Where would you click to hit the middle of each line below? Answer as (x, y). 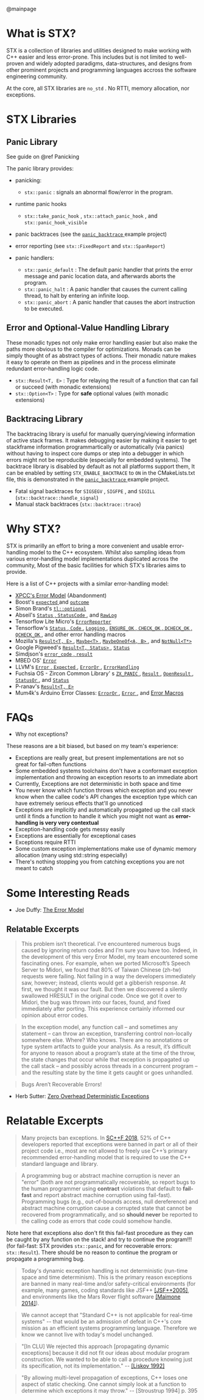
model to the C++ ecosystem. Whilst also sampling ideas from (107, 552)
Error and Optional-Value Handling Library (88, 328)
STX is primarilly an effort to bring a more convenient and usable (87, 546)
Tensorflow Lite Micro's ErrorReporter (63, 621)
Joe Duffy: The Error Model (49, 910)
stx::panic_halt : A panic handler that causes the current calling (106, 289)
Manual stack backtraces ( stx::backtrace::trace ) (78, 504)
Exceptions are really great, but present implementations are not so (99, 758)
